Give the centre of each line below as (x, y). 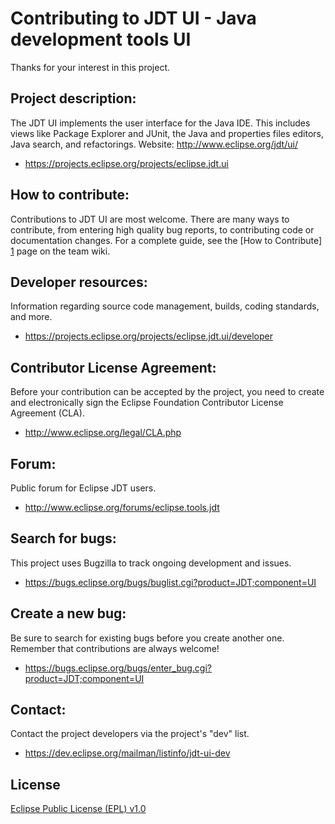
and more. (31, 317)
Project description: (73, 98)
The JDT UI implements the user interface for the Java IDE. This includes (160, 123)
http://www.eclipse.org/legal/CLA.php (103, 433)
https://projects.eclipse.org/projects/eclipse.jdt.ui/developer (148, 336)
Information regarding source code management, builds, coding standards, (165, 306)
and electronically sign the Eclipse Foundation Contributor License (147, 403)
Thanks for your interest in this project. (90, 67)
